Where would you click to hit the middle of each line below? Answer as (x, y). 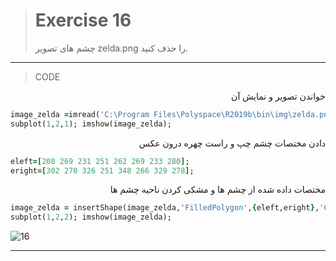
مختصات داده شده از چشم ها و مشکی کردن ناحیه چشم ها (217, 190)
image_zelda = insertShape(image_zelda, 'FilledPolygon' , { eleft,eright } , (165, 208)
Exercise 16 (83, 20)
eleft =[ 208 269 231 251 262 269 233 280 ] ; (100, 161)
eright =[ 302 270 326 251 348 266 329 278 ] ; (102, 170)
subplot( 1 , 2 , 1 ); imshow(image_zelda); (91, 124)
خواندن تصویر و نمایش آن (278, 96)
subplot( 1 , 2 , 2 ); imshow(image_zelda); (91, 217)
